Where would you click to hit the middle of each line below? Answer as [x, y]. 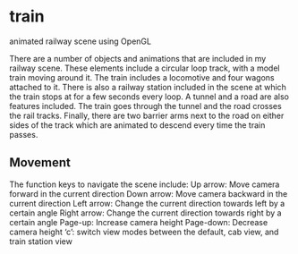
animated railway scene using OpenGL [81, 41]
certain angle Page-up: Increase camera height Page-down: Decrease [139, 222]
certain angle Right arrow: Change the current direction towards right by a [145, 213]
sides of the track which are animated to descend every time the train [137, 125]
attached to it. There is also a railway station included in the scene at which [148, 87]
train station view [41, 241]
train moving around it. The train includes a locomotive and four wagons [142, 77]
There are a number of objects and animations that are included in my [138, 58]
